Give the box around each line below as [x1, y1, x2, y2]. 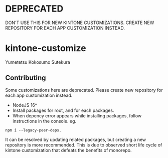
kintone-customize [5, 43, 86, 54]
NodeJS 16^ [12, 102, 38, 108]
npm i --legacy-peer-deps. [5, 127, 62, 133]
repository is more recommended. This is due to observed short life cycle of [5, 141, 162, 148]
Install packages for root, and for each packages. [12, 107, 114, 113]
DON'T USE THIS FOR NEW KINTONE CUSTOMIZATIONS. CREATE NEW [5, 20, 154, 26]
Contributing [5, 74, 46, 82]
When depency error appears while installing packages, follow [12, 112, 142, 118]
